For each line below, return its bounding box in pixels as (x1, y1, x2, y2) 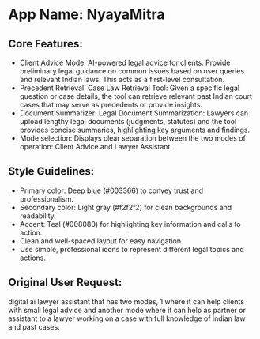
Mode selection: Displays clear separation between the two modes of (19, 134, 247, 143)
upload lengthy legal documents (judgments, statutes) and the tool (19, 117, 237, 126)
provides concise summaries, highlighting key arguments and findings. (19, 125, 251, 134)
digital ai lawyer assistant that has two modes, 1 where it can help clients (8, 296, 245, 306)
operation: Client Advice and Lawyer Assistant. (19, 142, 172, 151)
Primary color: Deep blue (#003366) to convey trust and (19, 186, 204, 195)
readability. (19, 211, 57, 220)
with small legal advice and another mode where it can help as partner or (8, 305, 247, 315)
